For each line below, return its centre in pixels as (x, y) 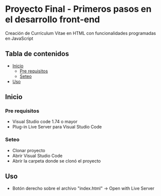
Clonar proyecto (29, 150)
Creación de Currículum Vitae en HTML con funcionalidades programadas (81, 33)
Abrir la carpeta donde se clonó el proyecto (57, 161)
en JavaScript (19, 38)
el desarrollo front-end (53, 19)
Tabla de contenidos (37, 54)
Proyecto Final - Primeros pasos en (78, 9)
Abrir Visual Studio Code (37, 156)
